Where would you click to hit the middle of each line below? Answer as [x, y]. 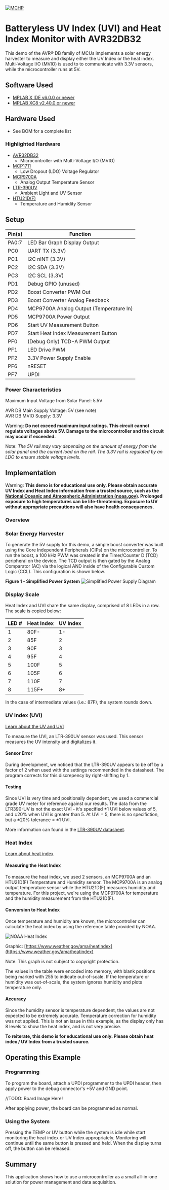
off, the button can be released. [38, 1148]
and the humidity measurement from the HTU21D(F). [60, 898]
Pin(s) [15, 234]
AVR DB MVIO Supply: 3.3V [34, 415]
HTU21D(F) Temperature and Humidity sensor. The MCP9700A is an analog [84, 882]
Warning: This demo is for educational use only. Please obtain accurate [81, 485]
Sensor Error [19, 753]
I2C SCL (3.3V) [46, 275]
